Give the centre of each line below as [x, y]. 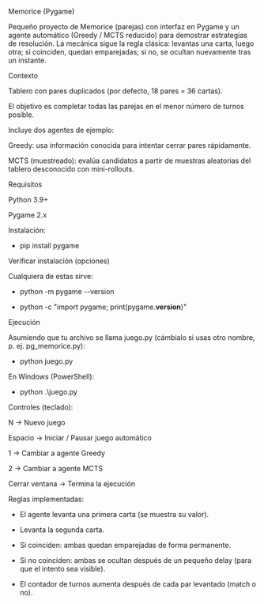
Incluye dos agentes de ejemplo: [61, 130]
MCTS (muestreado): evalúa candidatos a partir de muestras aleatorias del [130, 160]
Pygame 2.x [28, 215]
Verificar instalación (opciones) [59, 261]
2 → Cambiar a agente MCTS [56, 468]
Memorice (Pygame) [41, 11]
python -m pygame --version [67, 291]
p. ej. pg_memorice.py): [47, 346]
